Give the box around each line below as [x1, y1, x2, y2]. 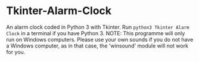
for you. [6, 48, 26, 55]
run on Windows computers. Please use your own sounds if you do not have [6, 36, 194, 43]
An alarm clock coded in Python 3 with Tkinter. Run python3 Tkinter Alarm [6, 23, 189, 30]
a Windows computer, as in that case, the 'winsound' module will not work [6, 42, 189, 49]
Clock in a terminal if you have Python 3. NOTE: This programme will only [6, 29, 185, 36]
